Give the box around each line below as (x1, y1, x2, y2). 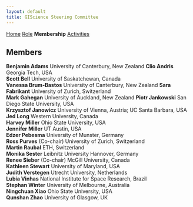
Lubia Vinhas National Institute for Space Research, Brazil (6, 175, 147, 182)
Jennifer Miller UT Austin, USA (6, 125, 82, 132)
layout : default (6, 8, 46, 15)
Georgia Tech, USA (6, 69, 53, 76)
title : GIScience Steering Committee (6, 14, 99, 20)
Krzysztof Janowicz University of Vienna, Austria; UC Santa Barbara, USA (6, 106, 187, 113)
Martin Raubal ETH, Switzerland (6, 144, 85, 151)
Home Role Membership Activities (6, 30, 90, 37)
